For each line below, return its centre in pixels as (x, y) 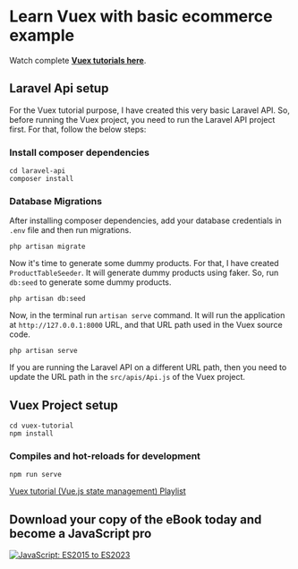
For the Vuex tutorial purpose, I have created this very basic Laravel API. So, (150, 110)
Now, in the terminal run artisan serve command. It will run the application (147, 315)
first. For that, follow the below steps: (78, 129)
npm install (31, 434)
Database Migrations (56, 201)
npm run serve (36, 475)
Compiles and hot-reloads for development (105, 456)
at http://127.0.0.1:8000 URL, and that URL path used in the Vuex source (146, 325)
